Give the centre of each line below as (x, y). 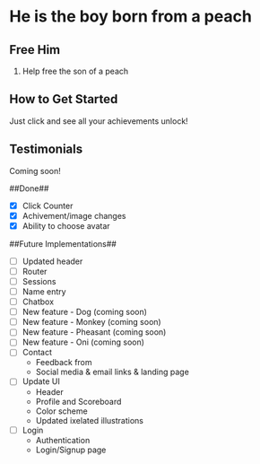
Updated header (52, 261)
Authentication (63, 440)
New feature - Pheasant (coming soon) (94, 332)
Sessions (39, 281)
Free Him (35, 50)
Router (35, 271)
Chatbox (38, 302)
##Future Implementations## (63, 243)
